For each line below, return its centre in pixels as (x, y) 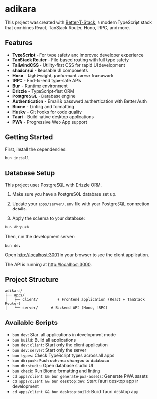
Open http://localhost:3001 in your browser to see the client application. (77, 255)
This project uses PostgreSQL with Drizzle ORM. (54, 185)
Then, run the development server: (40, 237)
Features (19, 43)
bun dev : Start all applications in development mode (64, 334)
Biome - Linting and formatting (43, 106)
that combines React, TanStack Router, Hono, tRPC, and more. (68, 27)
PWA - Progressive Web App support (49, 122)
